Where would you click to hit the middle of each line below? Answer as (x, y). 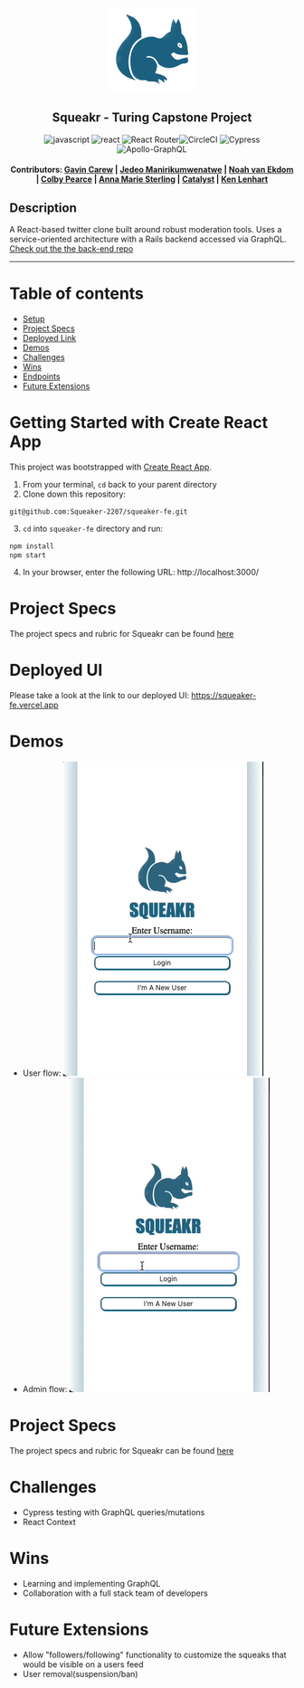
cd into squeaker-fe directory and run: (92, 529)
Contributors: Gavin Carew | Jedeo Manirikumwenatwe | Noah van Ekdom (152, 170)
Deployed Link (49, 338)
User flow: (42, 1073)
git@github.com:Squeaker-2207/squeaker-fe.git (99, 512)
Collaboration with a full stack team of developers (115, 1593)
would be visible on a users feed (83, 1664)
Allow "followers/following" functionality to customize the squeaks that (154, 1655)
